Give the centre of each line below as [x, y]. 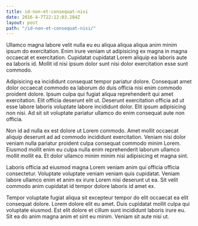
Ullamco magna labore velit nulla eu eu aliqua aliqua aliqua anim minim [92, 45]
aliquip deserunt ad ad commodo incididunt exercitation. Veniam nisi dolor [96, 137]
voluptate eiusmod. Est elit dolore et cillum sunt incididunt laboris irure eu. [96, 210]
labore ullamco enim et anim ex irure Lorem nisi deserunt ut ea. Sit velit [92, 180]
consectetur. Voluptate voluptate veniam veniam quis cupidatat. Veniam [93, 174]
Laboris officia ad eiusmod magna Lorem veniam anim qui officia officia [93, 167]
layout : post [22, 22]
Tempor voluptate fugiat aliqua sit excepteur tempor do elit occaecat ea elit [97, 198]
